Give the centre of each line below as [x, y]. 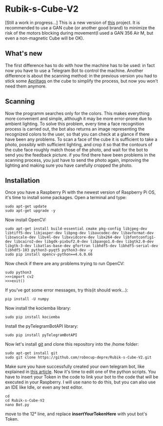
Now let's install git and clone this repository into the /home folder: [72, 344]
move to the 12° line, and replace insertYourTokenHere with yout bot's [76, 414]
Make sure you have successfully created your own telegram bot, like [75, 367]
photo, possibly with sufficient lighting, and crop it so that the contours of [79, 144]
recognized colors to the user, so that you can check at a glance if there [77, 134]
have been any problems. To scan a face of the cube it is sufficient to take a [81, 139]
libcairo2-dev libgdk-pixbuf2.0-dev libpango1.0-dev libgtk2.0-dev [84, 242]
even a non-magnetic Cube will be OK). [45, 38]
